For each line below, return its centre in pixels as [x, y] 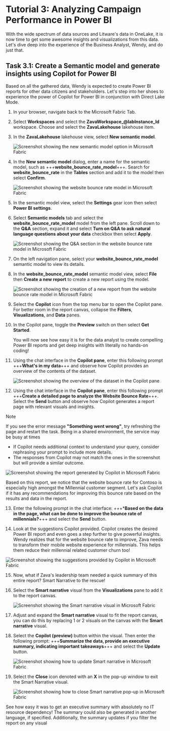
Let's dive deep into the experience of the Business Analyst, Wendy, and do [84, 44]
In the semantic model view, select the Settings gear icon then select [85, 202]
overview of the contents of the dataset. [55, 371]
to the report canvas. [35, 595]
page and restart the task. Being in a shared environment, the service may [83, 431]
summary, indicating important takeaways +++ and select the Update [87, 646]
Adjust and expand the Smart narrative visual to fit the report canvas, [86, 615]
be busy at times [23, 437]
